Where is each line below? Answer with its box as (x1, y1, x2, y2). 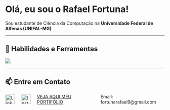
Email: (100, 93, 113, 99)
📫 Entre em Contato (5, 78, 71, 86)
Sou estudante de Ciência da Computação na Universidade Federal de (5, 20, 153, 26)
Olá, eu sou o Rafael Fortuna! (5, 4, 129, 15)
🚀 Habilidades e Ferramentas (5, 45, 98, 53)
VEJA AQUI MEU (37, 93, 72, 99)
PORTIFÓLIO (37, 99, 63, 105)
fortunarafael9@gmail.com (100, 99, 156, 105)
